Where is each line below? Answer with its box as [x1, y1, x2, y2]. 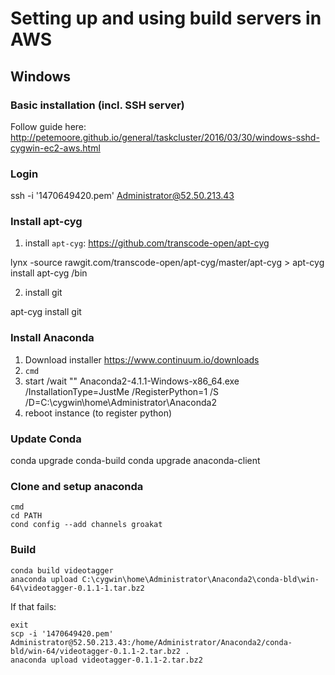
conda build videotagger [10, 565, 114, 576]
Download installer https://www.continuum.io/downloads [24, 353, 260, 366]
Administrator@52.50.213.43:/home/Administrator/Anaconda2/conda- [10, 637, 293, 647]
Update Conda [10, 432, 82, 446]
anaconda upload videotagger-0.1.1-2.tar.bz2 [10, 655, 203, 665]
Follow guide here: [10, 120, 87, 132]
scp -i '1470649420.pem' [10, 628, 114, 639]
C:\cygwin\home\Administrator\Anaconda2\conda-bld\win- [81, 574, 320, 584]
